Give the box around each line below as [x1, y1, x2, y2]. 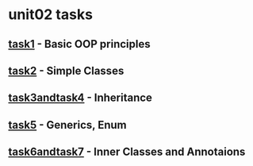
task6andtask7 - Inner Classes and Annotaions [8, 145, 246, 159]
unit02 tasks [8, 6, 94, 24]
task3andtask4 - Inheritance [8, 91, 153, 105]
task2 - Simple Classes [8, 64, 125, 77]
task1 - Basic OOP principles [8, 37, 151, 51]
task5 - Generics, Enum [8, 118, 127, 132]
